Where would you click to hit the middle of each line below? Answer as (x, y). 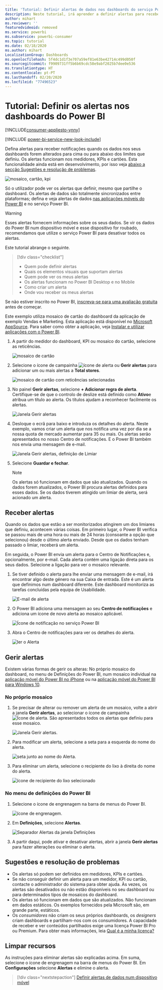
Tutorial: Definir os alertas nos (67, 106)
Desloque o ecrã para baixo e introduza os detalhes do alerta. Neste (80, 423)
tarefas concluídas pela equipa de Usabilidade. (59, 590)
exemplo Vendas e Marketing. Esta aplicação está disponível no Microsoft (79, 321)
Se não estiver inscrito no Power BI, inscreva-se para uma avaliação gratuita (81, 302)
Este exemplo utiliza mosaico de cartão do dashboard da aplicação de (75, 316)
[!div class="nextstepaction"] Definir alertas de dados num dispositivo (87, 977)
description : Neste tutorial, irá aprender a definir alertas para (75, 14)
